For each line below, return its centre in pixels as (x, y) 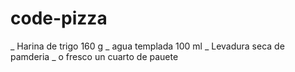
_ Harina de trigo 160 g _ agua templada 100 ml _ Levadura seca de (147, 46)
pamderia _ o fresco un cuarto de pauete (94, 56)
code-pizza (59, 18)
